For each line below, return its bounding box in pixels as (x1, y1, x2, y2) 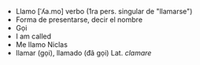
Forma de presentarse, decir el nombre (15, 15, 143, 24)
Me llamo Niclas (15, 40, 69, 49)
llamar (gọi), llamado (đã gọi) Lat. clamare (15, 49, 152, 57)
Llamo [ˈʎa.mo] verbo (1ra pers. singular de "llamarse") (15, 7, 193, 16)
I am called (15, 31, 52, 41)
